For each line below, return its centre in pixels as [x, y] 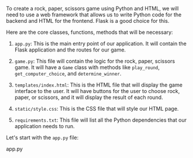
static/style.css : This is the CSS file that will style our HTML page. [96, 109]
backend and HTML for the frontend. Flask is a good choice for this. [88, 21]
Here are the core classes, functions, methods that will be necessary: [90, 32]
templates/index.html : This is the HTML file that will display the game [99, 85]
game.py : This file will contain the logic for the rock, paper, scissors [95, 61]
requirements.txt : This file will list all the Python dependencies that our [101, 120]
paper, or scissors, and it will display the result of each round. [89, 97]
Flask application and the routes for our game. [70, 50]
